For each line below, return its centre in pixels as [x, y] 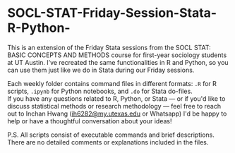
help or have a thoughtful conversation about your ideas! [90, 121]
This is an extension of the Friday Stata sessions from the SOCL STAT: [109, 47]
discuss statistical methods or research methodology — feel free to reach [114, 106]
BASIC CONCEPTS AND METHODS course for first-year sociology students [117, 55]
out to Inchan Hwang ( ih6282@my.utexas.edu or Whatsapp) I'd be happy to [117, 114]
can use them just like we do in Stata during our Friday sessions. [101, 70]
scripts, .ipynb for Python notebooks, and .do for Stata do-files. [100, 91]
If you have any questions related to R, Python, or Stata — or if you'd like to [116, 98]
